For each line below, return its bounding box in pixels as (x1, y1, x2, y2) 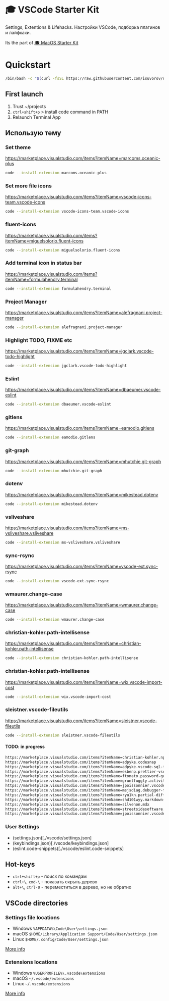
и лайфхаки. (5, 29, 31, 35)
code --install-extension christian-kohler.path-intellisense (5, 656, 138, 661)
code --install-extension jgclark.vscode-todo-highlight (5, 363, 127, 369)
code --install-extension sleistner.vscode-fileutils (5, 733, 121, 738)
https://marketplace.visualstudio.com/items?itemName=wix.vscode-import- (5, 679, 162, 685)
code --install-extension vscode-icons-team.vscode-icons (5, 209, 129, 214)
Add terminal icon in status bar (5, 260, 82, 267)
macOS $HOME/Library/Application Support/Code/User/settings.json (12, 931, 157, 937)
